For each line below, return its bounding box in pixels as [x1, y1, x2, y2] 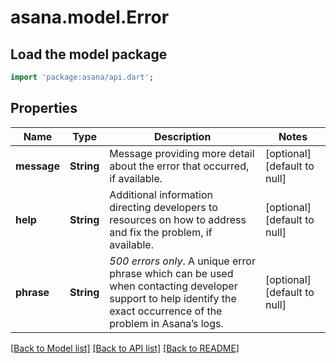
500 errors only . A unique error [109, 254, 256, 268]
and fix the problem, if [109, 225, 213, 239]
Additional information [109, 187, 213, 201]
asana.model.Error [10, 6, 170, 29]
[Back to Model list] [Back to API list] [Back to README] [10, 342, 240, 354]
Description [153, 129, 212, 143]
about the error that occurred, [109, 159, 250, 173]
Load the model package [10, 46, 168, 63]
